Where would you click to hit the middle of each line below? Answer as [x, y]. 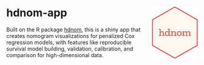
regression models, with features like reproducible [69, 42]
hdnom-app [37, 13]
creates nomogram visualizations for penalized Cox [70, 36]
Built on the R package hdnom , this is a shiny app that [73, 29]
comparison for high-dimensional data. [55, 55]
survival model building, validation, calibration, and [70, 49]
